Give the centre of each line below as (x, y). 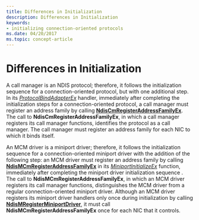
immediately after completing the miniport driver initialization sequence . (95, 172)
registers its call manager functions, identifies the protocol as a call (88, 123)
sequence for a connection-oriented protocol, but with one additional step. (97, 91)
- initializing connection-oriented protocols (65, 28)
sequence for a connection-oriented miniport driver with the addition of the (98, 153)
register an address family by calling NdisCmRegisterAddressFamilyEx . (94, 110)
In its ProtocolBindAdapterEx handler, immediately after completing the (93, 98)
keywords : (18, 23)
